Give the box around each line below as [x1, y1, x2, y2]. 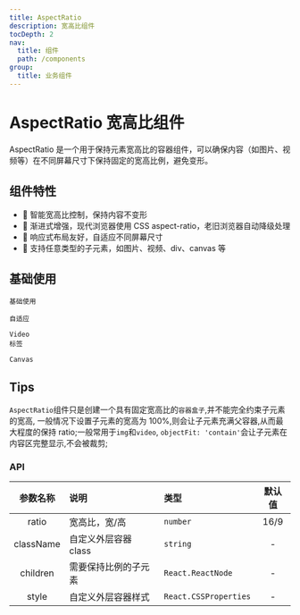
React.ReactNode [163, 569, 233, 578]
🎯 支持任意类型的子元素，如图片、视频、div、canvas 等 [21, 242, 226, 253]
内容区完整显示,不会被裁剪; [9, 438, 109, 449]
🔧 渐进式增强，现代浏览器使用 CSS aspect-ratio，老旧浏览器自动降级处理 [21, 220, 291, 231]
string [163, 539, 192, 550]
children [20, 567, 54, 579]
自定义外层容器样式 [69, 591, 150, 603]
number [163, 517, 192, 527]
